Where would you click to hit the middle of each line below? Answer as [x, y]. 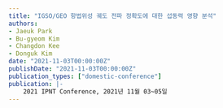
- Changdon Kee [34, 46]
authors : [23, 24]
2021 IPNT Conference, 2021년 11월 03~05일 [96, 91]
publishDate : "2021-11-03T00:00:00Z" [72, 69]
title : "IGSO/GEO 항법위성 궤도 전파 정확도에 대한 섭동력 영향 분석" [113, 16]
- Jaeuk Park [31, 31]
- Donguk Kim [31, 54]
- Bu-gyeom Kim [34, 39]
